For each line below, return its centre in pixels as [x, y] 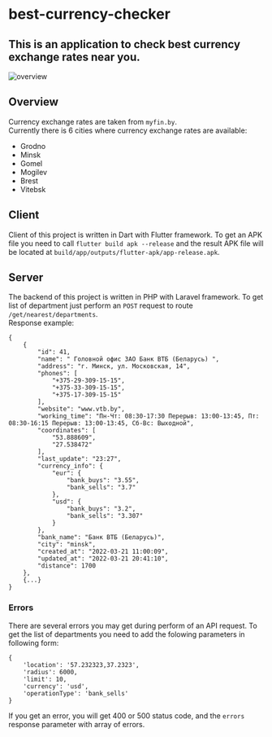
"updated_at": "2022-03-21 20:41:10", [103, 559]
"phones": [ [58, 374]
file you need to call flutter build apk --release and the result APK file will [136, 243]
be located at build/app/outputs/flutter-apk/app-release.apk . [114, 252]
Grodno [33, 146]
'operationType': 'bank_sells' [76, 693]
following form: [34, 643]
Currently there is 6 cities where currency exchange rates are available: [128, 130]
